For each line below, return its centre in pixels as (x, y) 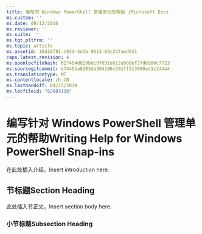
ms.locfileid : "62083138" (39, 91)
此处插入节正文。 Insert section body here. (59, 206)
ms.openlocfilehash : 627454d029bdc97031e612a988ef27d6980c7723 (88, 63)
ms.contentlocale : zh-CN (38, 80)
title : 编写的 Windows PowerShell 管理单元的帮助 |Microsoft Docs (88, 12)
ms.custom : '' (24, 18)
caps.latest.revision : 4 (38, 57)
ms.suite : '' (23, 35)
